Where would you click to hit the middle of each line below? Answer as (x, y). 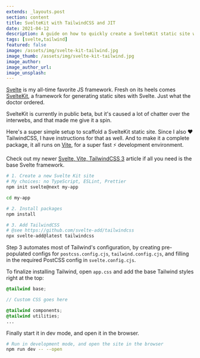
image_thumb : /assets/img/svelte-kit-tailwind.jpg (70, 56)
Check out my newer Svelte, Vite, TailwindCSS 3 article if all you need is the (99, 159)
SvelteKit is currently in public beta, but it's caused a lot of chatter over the (98, 114)
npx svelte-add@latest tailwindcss (50, 236)
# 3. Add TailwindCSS (33, 225)
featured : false (26, 45)
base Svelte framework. (35, 165)
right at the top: (25, 278)
